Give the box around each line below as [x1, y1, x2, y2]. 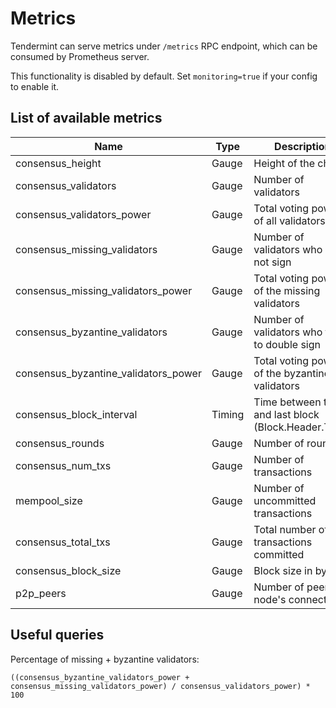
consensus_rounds [15, 436, 105, 450]
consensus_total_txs [15, 535, 111, 549]
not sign [253, 255, 292, 269]
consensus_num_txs [15, 458, 112, 472]
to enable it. [10, 80, 60, 92]
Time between [253, 395, 322, 409]
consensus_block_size [15, 563, 122, 577]
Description [274, 139, 332, 153]
